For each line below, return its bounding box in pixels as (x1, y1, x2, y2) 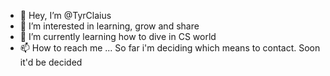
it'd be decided (19, 56, 83, 68)
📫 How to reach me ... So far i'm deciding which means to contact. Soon (19, 42, 321, 54)
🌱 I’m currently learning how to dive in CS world (19, 31, 217, 42)
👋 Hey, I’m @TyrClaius (19, 10, 112, 21)
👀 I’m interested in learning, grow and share (19, 20, 200, 32)
